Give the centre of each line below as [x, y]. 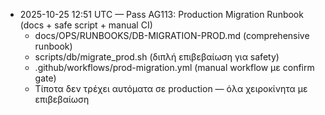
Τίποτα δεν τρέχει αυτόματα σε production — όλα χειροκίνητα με [171, 88]
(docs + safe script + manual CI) [86, 25]
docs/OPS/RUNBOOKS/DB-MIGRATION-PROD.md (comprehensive [172, 35]
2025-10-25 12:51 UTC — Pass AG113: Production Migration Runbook [161, 14]
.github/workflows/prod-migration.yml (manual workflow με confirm [174, 67]
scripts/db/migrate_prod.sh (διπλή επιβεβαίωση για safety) [157, 57]
